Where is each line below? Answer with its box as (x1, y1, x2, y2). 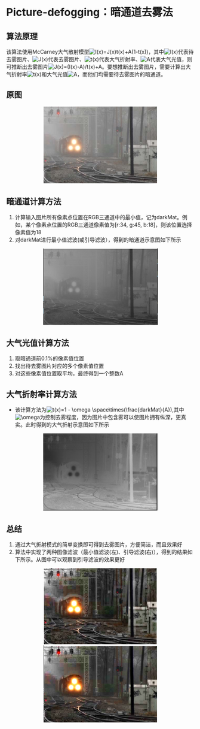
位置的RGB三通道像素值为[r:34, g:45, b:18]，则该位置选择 (51, 221, 192, 228)
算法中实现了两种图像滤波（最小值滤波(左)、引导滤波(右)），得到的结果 (14, 549, 188, 556)
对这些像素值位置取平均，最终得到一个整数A (14, 370, 124, 377)
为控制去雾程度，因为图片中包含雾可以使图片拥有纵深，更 (39, 414, 181, 421)
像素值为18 (14, 228, 42, 235)
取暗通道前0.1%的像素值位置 (14, 355, 85, 362)
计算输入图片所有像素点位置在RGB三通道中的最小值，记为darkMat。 (14, 213, 183, 220)
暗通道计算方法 (6, 196, 61, 207)
